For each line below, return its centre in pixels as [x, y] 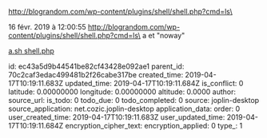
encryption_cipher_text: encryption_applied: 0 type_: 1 [154, 126]
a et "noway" [164, 35]
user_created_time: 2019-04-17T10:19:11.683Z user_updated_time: [117, 117]
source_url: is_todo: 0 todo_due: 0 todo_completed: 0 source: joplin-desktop [134, 100]
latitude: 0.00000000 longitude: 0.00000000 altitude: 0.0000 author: [122, 92]
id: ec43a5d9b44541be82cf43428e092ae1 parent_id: [96, 66]
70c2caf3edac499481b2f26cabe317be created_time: [96, 75]
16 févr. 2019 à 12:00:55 [47, 27]
